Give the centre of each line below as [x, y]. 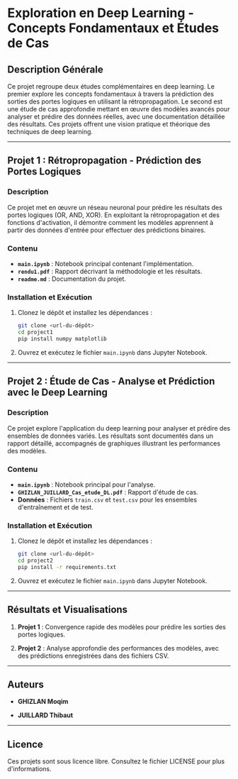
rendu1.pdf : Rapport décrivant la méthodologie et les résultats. [110, 271]
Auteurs [26, 685]
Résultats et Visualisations [68, 610]
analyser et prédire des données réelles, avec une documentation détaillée [116, 116]
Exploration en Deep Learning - [101, 13]
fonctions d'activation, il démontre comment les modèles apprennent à [110, 222]
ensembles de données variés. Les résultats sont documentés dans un [110, 436]
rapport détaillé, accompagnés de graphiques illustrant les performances [114, 443]
